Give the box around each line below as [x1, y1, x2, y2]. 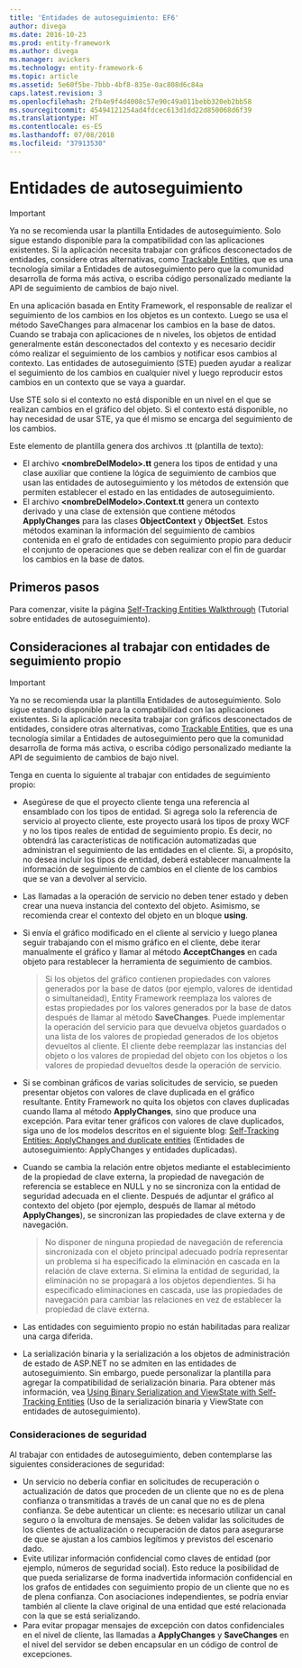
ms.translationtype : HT [9, 114, 99, 123]
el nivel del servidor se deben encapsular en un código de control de [22, 1638, 279, 1650]
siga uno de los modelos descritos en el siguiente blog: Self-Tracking [22, 1125, 279, 1136]
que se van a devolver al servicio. [22, 874, 148, 884]
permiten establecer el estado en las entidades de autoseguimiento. [22, 486, 275, 497]
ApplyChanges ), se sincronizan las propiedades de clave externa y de [22, 1210, 286, 1221]
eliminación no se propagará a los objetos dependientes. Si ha [44, 1275, 277, 1286]
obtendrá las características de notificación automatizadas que [22, 835, 257, 846]
